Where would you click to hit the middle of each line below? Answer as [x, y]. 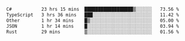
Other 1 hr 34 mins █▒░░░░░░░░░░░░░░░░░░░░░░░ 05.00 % [93, 20]
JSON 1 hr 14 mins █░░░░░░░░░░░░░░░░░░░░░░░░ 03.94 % [93, 26]
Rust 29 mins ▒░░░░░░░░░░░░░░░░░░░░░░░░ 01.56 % [93, 32]
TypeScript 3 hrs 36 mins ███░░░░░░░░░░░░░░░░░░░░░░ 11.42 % [93, 15]
